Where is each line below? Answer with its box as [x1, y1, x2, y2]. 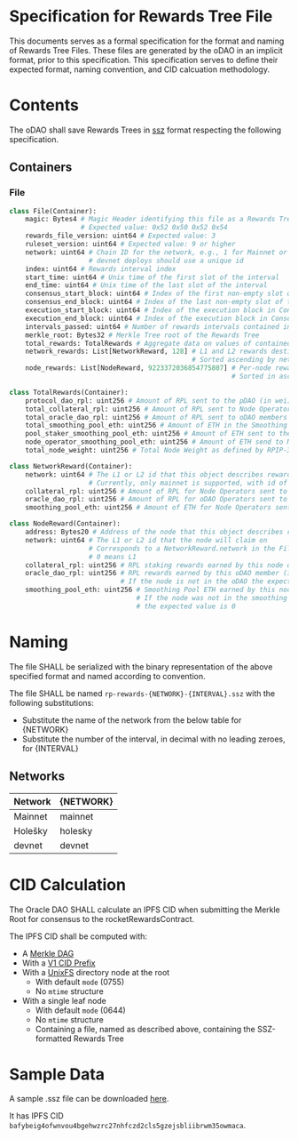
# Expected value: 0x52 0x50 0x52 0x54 [80, 223, 228, 232]
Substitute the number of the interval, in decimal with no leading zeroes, [21, 734, 286, 744]
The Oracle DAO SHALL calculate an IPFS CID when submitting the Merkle [9, 904, 281, 915]
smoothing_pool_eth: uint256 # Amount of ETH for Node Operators [25, 503, 272, 512]
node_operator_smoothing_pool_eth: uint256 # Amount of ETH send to [25, 437, 284, 446]
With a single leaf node [21, 995, 106, 1006]
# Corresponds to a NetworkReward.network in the [88, 544, 276, 553]
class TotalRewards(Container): [9, 388, 129, 397]
